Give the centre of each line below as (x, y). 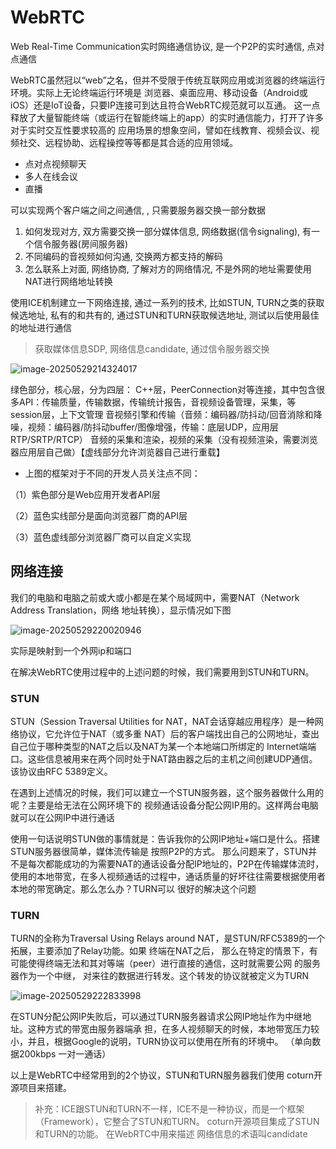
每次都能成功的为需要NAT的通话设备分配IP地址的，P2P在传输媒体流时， (176, 864)
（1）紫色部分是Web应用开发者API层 (85, 494)
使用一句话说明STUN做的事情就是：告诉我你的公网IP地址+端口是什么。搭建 (165, 839)
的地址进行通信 (41, 327)
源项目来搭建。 (41, 1088)
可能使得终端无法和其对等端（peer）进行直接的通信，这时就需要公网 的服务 (166, 963)
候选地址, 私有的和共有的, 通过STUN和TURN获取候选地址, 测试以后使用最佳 (165, 315)
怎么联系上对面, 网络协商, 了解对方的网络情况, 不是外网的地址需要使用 (168, 268)
